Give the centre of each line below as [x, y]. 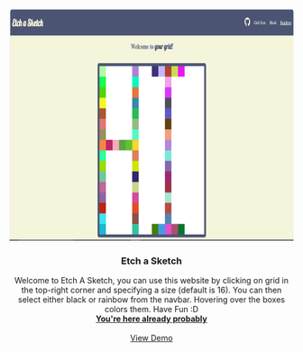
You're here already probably [151, 319]
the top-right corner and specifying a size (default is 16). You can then [151, 290]
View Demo [151, 338]
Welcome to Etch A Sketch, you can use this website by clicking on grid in [151, 281]
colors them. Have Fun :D [151, 310]
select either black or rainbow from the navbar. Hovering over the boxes [151, 300]
